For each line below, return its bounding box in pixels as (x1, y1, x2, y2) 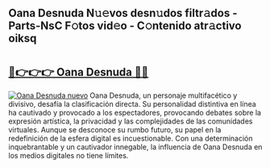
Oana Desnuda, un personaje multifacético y (89, 90, 238, 100)
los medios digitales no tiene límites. (8, 151, 129, 160)
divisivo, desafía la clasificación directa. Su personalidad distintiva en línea (8, 99, 256, 108)
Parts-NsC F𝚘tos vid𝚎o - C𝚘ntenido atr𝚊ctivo (8, 19, 242, 33)
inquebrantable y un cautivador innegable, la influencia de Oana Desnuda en (8, 142, 263, 152)
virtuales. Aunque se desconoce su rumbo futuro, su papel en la (8, 125, 222, 134)
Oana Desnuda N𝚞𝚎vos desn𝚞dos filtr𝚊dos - (8, 6, 238, 20)
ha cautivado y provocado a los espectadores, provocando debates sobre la (8, 108, 262, 117)
